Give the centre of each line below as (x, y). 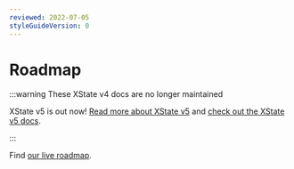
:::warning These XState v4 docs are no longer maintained (116, 94)
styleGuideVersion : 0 (49, 26)
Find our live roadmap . (50, 156)
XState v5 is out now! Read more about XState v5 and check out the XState (147, 111)
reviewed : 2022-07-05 (49, 17)
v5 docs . (25, 121)
